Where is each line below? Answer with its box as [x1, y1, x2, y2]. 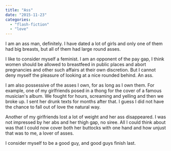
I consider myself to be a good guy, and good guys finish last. [5, 140, 136, 146]
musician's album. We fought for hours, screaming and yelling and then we [5, 93, 164, 99]
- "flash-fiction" [10, 21, 50, 27]
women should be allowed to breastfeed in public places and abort [5, 61, 146, 68]
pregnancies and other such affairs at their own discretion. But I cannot [5, 67, 156, 73]
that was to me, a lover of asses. [5, 130, 74, 136]
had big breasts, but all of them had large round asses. [5, 46, 121, 52]
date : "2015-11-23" [5, 12, 47, 17]
